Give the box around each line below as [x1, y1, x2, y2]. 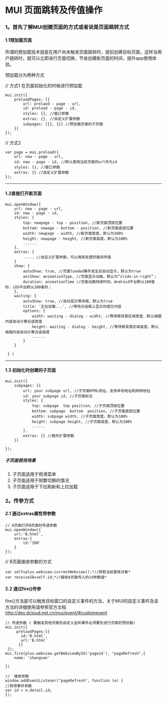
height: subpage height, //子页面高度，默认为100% [31, 419, 132, 424]
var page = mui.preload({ [5, 150, 59, 155]
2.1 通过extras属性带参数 [5, 511, 56, 517]
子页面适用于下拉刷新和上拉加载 [12, 483, 78, 490]
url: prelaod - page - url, [23, 101, 81, 106]
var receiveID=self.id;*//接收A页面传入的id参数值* [5, 575, 107, 580]
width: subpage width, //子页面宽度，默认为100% [31, 414, 128, 419]
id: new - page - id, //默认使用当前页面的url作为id [14, 159, 117, 165]
